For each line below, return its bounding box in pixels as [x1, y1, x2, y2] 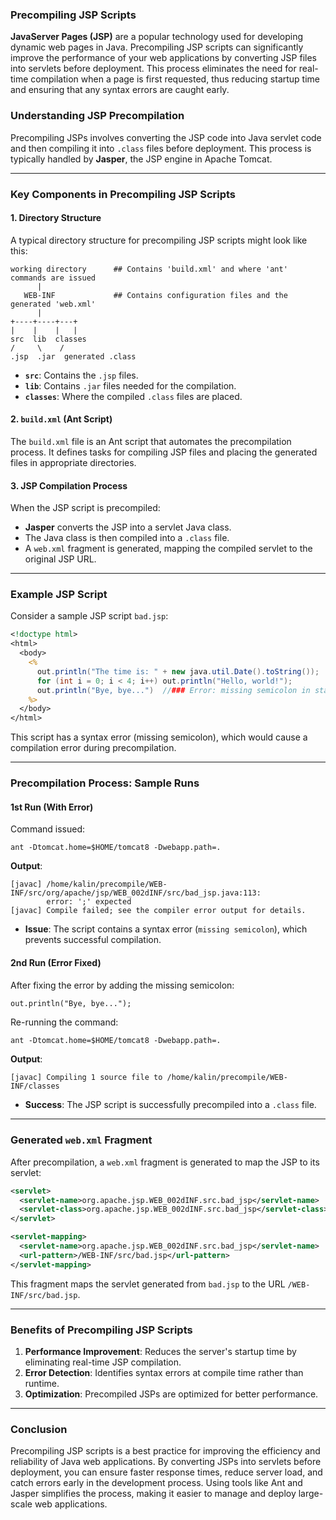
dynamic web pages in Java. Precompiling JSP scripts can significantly [10, 41, 304, 53]
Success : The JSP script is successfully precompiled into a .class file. [24, 1099, 317, 1111]
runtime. [24, 1377, 60, 1389]
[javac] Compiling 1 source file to [10, 1073, 163, 1083]
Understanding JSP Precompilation [10, 109, 185, 123]
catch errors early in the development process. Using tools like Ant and [10, 1477, 303, 1489]
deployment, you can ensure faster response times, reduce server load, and [10, 1466, 323, 1478]
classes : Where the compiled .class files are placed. [24, 390, 243, 402]
